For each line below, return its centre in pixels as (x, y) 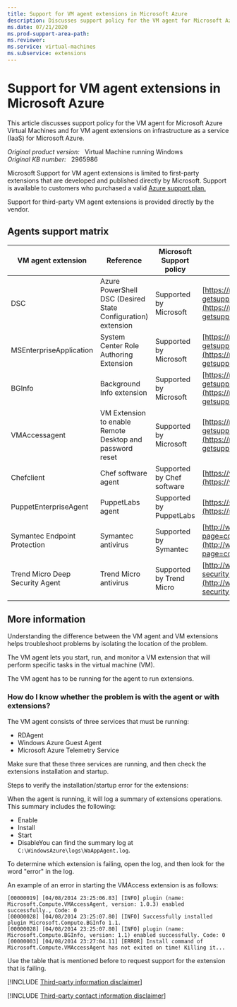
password (116, 448)
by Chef (168, 477)
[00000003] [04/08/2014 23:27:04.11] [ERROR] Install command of (105, 941)
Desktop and (121, 439)
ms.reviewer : (26, 40)
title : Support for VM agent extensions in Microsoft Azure (98, 14)
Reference (124, 260)
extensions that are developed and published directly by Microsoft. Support (117, 180)
